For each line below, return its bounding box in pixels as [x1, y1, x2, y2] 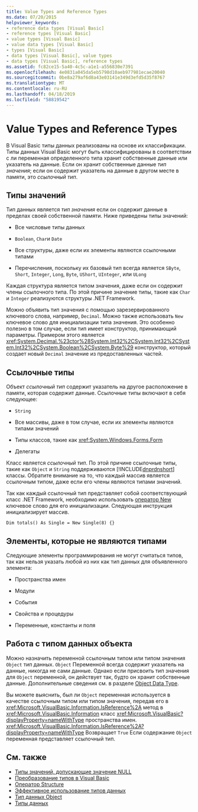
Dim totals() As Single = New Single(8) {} [6, 520, 115, 526]
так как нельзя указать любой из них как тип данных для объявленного [6, 558, 188, 565]
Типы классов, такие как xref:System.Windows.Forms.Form [14, 436, 163, 444]
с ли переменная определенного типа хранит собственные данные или [6, 154, 188, 162]
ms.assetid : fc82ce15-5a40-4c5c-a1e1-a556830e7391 [6, 63, 134, 70]
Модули [14, 587, 35, 594]
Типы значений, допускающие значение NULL [14, 768, 132, 775]
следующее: [6, 396, 38, 403]
